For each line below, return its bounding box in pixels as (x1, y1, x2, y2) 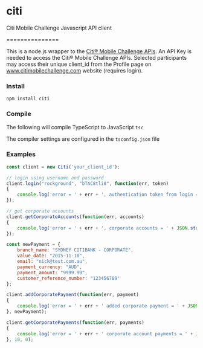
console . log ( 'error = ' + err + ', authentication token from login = (17, 192, 199, 198)
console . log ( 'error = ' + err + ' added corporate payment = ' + (17, 303, 185, 309)
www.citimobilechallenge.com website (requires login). (6, 66, 143, 74)
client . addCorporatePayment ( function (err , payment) (6, 292, 139, 298)
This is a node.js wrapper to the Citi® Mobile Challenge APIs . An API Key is (6, 47, 192, 55)
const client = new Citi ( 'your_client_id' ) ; (6, 164, 120, 170)
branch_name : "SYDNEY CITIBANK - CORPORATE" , (17, 247, 134, 253)
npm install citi (6, 95, 50, 102)
